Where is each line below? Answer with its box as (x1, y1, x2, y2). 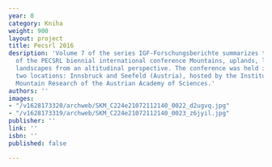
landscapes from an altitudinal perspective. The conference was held (15, 65, 259, 73)
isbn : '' (8, 132, 38, 140)
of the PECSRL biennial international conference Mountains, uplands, (15, 57, 259, 65)
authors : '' (8, 86, 49, 95)
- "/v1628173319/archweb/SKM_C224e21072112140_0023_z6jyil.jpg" (8, 110, 230, 118)
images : (8, 94, 35, 102)
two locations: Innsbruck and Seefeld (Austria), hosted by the (15, 72, 237, 80)
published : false (8, 139, 67, 148)
